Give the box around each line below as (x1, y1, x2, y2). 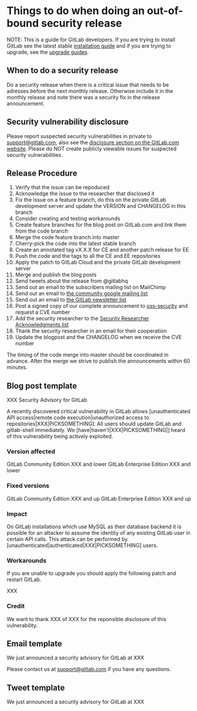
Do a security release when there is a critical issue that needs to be (6, 81, 169, 88)
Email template (6, 639, 62, 649)
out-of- (147, 4, 184, 18)
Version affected (6, 448, 56, 456)
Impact (6, 509, 28, 518)
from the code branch (15, 227, 68, 234)
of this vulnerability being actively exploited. (6, 433, 113, 440)
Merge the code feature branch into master (15, 234, 120, 241)
